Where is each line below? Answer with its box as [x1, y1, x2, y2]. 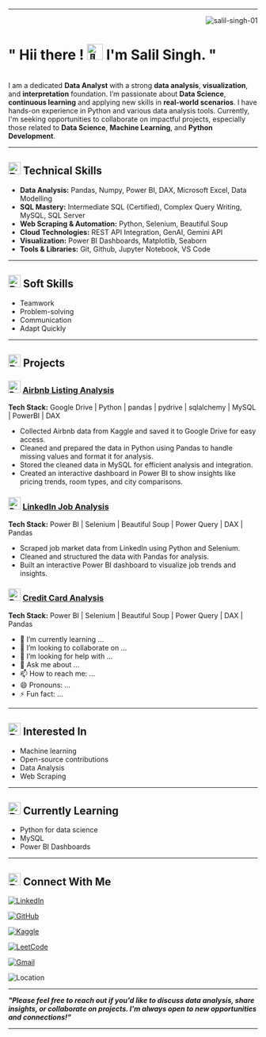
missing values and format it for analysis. [19, 451, 154, 461]
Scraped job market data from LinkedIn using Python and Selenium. [19, 543, 241, 552]
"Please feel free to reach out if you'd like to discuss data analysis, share [8, 996, 255, 1005]
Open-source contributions [19, 755, 109, 764]
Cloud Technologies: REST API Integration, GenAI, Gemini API [19, 227, 223, 236]
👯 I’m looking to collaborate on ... [19, 643, 127, 652]
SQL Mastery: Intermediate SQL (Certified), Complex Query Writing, [19, 202, 242, 211]
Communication [19, 315, 72, 325]
